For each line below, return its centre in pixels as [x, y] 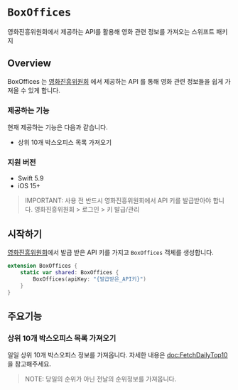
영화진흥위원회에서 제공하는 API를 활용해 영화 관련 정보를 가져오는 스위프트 [111, 31]
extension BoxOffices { [43, 266]
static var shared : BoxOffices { [70, 273]
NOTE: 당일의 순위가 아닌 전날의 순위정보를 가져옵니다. [101, 379]
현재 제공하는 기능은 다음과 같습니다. [58, 127]
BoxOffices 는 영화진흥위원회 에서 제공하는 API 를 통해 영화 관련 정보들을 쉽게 [115, 81]
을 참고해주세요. [29, 364]
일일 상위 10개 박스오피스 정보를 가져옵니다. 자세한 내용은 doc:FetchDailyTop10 [118, 355]
